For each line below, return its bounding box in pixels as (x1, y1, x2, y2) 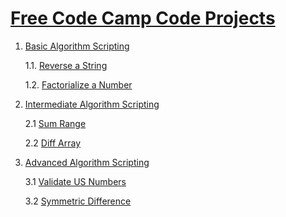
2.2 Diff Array (24, 137, 82, 149)
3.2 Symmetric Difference (24, 195, 132, 207)
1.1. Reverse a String (24, 59, 108, 71)
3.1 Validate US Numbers (24, 175, 127, 187)
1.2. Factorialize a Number (24, 78, 133, 91)
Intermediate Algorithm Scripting (24, 98, 160, 110)
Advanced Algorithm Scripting (24, 156, 150, 168)
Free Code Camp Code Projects (10, 7, 276, 30)
